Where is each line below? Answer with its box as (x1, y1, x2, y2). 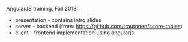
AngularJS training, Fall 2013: (6, 5, 79, 12)
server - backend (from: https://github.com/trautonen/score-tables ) (14, 23, 183, 30)
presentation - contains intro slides (14, 17, 102, 23)
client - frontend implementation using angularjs (14, 29, 135, 36)
